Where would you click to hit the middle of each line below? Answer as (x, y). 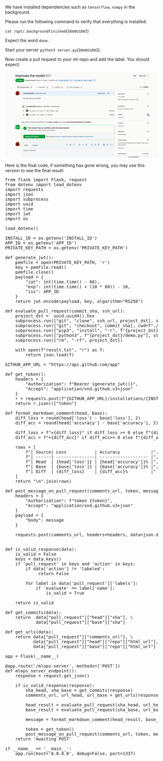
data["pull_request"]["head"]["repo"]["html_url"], (96, 642)
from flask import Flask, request (46, 180)
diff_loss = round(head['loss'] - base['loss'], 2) (78, 418)
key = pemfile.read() (41, 267)
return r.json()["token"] (46, 403)
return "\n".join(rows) (43, 481)
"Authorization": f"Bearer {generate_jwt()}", (82, 384)
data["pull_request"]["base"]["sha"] (81, 622)
